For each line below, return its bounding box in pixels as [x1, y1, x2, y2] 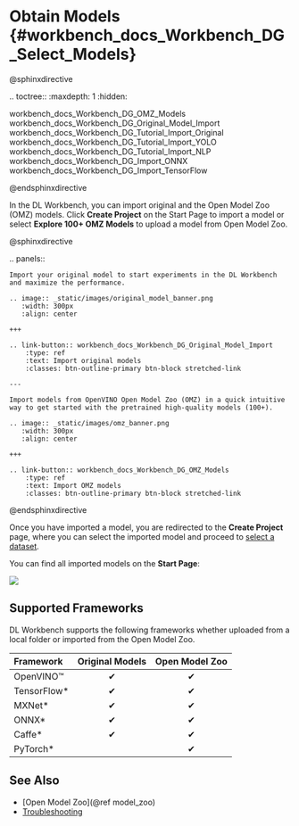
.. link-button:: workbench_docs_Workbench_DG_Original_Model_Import [9, 341, 274, 350]
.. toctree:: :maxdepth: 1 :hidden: [9, 91, 128, 102]
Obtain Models [9, 6, 120, 27]
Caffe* [13, 728, 43, 740]
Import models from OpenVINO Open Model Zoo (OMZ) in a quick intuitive [9, 395, 286, 404]
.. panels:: [9, 252, 46, 264]
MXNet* [13, 698, 49, 711]
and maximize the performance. [9, 278, 126, 287]
